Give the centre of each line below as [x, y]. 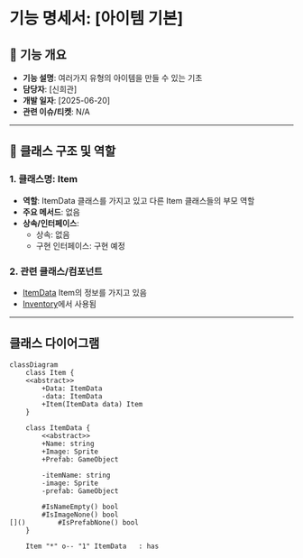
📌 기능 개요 [38, 55]
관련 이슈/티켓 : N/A [56, 112]
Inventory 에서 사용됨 [60, 304]
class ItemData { [58, 428]
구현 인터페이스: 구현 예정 [81, 245]
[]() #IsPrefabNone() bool [74, 522]
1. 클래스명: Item [44, 179]
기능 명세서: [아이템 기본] [96, 18]
